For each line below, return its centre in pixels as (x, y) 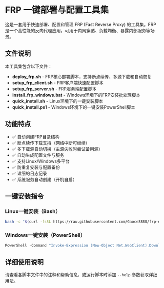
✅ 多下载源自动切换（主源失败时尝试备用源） (57, 149)
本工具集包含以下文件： (29, 66)
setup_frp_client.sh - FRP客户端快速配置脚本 (58, 82)
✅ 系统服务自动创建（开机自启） (44, 179)
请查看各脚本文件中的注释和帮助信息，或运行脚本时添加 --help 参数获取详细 (81, 275)
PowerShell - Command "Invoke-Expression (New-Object (60, 246)
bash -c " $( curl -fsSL (28, 222)
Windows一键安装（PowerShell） (45, 235)
